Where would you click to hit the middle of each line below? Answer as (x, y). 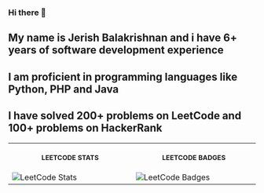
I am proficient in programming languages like (123, 76)
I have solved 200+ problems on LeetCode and (125, 116)
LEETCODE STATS (70, 157)
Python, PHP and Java (64, 89)
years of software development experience (116, 50)
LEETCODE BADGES (194, 157)
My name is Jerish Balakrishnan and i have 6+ (123, 38)
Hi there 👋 (27, 13)
